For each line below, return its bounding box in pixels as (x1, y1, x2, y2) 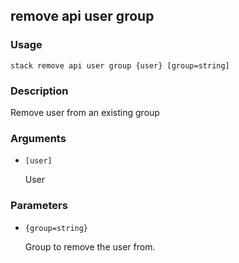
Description (10, 84, 69, 98)
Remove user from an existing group (10, 106, 160, 118)
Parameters (10, 199, 68, 213)
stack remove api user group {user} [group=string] (10, 60, 230, 71)
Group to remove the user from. (24, 240, 156, 253)
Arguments (10, 131, 67, 145)
